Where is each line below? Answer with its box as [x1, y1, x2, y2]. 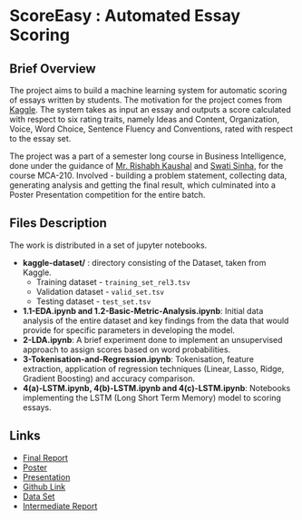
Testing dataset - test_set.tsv [35, 296, 151, 307]
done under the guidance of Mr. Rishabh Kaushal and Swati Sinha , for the [9, 161, 284, 171]
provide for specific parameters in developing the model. [22, 324, 236, 336]
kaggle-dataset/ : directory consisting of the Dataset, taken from [22, 257, 267, 268]
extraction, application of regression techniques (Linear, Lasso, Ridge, [22, 363, 285, 374]
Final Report [22, 452, 68, 463]
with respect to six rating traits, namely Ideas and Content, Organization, [9, 114, 280, 124]
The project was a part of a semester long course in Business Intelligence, [9, 151, 287, 162]
